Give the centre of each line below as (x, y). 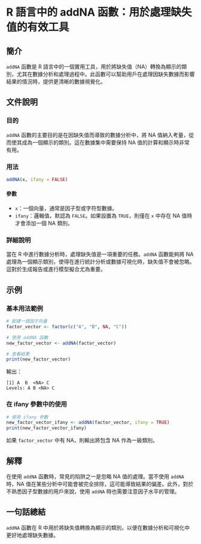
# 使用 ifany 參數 (27, 417)
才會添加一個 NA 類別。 (44, 223)
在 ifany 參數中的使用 (37, 404)
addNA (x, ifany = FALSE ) (37, 179)
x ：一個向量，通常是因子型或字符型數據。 (66, 208)
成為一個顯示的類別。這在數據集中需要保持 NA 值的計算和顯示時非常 (106, 142)
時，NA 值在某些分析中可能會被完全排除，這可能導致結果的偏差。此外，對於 (100, 484)
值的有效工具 (38, 27)
